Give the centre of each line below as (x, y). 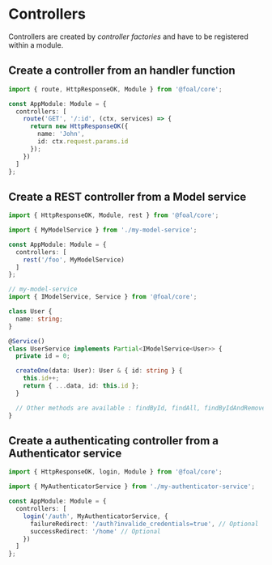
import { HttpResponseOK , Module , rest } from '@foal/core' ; (114, 215)
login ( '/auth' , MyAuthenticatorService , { (96, 516)
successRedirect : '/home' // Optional (95, 531)
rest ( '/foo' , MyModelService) (74, 260)
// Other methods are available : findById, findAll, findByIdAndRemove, (142, 408)
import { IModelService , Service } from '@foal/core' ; (103, 297)
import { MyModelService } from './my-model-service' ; (103, 230)
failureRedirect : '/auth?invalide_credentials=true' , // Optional (144, 524)
